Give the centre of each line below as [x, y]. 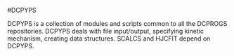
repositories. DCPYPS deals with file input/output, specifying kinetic [105, 31]
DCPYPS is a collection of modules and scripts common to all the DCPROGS [117, 23]
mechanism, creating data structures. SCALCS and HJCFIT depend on [109, 38]
